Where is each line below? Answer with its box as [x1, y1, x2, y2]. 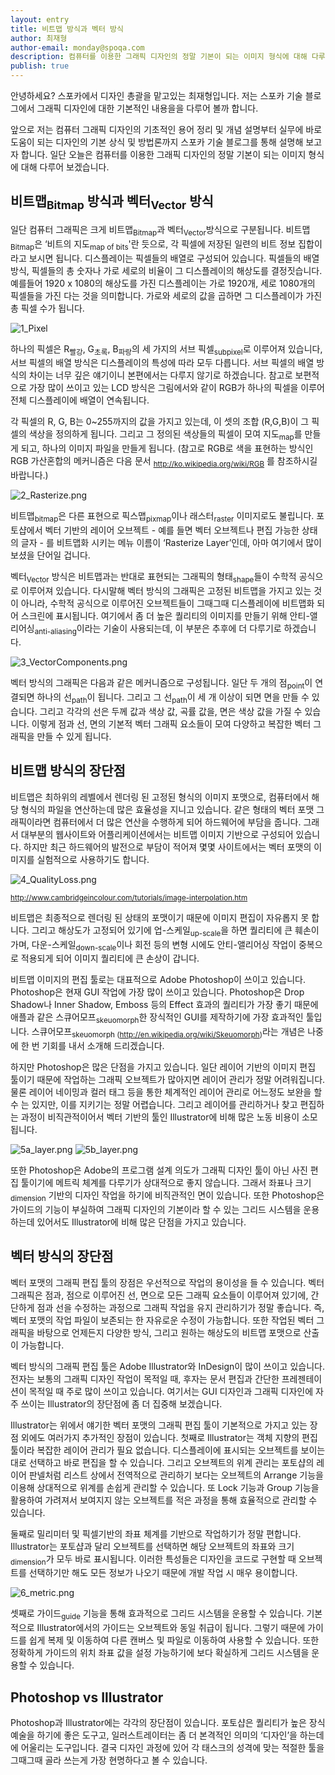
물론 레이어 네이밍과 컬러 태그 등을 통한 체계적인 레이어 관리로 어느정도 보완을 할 [10, 1086, 323, 1098]
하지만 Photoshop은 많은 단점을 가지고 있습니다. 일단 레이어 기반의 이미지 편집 [10, 1061, 317, 1073]
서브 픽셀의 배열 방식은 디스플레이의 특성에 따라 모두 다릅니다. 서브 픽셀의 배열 [10, 357, 315, 369]
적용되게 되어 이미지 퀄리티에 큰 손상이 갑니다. [20, 952, 200, 965]
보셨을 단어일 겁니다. [10, 549, 91, 561]
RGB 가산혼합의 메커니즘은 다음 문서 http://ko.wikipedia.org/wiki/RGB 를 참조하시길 [10, 455, 318, 469]
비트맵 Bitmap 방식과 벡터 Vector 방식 [10, 193, 214, 213]
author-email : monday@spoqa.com [10, 42, 145, 53]
